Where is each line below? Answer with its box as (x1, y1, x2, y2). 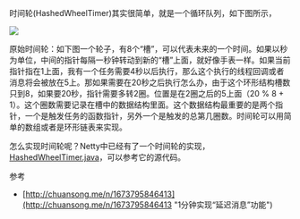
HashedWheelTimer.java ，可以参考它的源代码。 (9, 152, 186, 163)
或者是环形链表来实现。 (39, 122, 127, 132)
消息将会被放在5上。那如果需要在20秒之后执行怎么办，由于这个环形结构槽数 (9, 77, 291, 88)
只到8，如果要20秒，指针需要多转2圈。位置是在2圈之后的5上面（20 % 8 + (9, 88, 285, 98)
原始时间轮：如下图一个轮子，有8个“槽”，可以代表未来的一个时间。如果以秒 (9, 44, 288, 54)
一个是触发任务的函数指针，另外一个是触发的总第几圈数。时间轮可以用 (24, 111, 284, 121)
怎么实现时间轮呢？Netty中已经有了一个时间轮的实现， (9, 141, 210, 151)
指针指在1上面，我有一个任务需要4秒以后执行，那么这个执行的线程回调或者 (9, 66, 285, 76)
